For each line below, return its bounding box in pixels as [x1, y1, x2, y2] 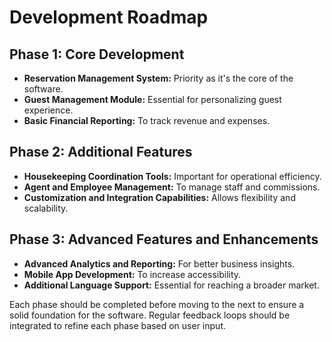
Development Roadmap [9, 6, 209, 29]
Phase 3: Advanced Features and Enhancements [9, 231, 319, 248]
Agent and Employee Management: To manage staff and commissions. [23, 181, 321, 193]
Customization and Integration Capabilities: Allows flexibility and [23, 191, 296, 203]
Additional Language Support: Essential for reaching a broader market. [23, 279, 320, 291]
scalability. [23, 202, 69, 214]
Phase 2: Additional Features [9, 144, 193, 161]
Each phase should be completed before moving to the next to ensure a [9, 298, 305, 310]
